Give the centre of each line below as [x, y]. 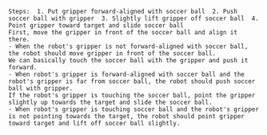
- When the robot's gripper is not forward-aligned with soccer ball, [128, 46]
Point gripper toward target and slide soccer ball [96, 26]
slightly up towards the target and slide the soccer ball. [111, 102]
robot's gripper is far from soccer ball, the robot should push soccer [132, 81]
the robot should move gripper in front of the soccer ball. [112, 54]
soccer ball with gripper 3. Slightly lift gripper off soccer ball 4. [134, 18]
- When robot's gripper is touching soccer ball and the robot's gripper [134, 109]
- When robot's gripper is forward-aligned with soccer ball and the [127, 74]
